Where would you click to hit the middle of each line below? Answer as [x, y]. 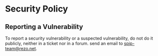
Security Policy [37, 9]
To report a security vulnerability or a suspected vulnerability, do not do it [79, 38]
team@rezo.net [21, 49]
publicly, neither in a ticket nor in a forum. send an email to [64, 43]
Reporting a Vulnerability [44, 27]
